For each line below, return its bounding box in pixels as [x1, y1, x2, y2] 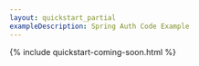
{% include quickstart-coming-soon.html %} [9, 46, 176, 57]
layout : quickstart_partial [9, 13, 117, 23]
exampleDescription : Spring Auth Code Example [9, 22, 190, 31]
